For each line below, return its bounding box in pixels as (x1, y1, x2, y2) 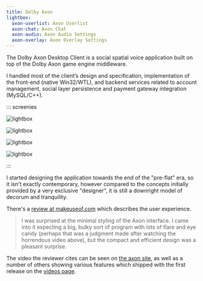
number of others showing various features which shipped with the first (6, 261, 186, 268)
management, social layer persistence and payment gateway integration (6, 85, 187, 92)
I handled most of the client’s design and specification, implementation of (6, 72, 190, 79)
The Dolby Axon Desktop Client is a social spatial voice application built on (6, 54, 193, 61)
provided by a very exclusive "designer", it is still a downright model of (6, 187, 183, 194)
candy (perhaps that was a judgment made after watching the (21, 230, 176, 237)
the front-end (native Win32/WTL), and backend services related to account (6, 78, 197, 86)
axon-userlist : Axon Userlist (12, 20, 88, 26)
